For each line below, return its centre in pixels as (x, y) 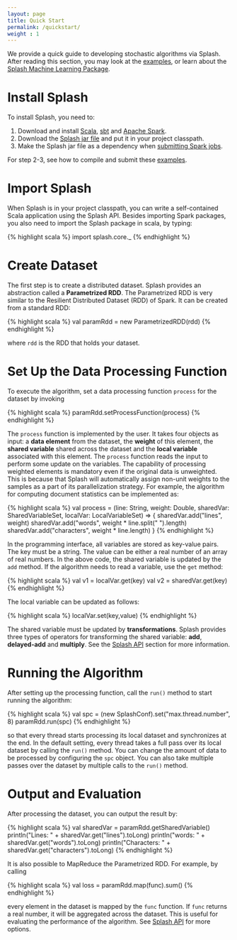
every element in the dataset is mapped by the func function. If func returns (117, 906)
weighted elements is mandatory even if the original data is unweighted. (112, 471)
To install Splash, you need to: (51, 117)
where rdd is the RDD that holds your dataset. (74, 343)
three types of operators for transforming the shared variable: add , (105, 637)
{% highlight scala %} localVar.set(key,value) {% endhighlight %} (102, 615)
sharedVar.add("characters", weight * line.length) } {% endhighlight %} (111, 530)
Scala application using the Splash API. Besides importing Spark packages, (117, 216)
